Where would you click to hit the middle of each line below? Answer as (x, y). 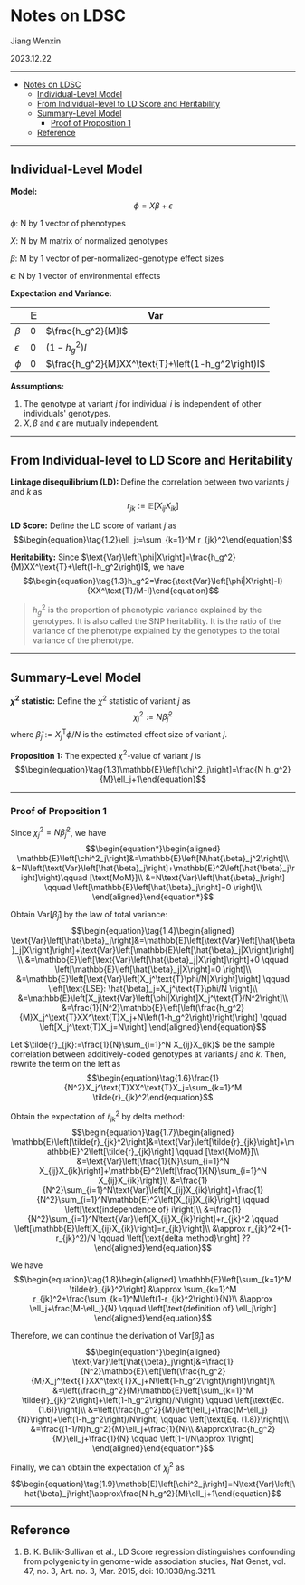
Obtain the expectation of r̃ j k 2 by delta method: (97, 1116)
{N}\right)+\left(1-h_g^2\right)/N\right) (88, 1419)
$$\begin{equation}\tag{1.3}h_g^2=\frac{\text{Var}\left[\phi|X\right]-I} (153, 581)
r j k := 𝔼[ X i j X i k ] (153, 506)
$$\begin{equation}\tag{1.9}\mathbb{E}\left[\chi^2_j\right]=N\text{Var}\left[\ (153, 1484)
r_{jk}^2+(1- (270, 1229)
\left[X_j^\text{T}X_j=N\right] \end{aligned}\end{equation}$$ (153, 1027)
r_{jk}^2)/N (76, 1238)
